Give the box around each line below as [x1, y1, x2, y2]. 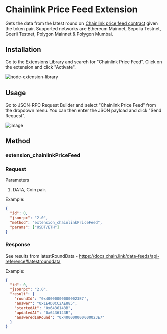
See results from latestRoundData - [5, 253, 78, 259]
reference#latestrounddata [5, 258, 61, 264]
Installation [5, 45, 41, 54]
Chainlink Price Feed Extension [5, 4, 138, 15]
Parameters [5, 177, 29, 183]
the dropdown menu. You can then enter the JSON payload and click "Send [5, 107, 162, 113]
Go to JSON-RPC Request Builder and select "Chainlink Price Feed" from [5, 102, 156, 108]
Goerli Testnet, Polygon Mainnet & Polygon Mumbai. [5, 31, 113, 37]
